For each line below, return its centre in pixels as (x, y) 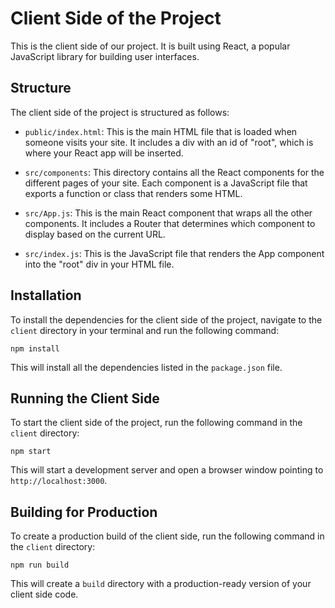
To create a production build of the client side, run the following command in (167, 536)
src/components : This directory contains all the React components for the (174, 172)
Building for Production (84, 512)
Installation (46, 295)
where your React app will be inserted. (104, 153)
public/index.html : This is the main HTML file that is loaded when (161, 131)
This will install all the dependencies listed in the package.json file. (146, 367)
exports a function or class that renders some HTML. (133, 193)
